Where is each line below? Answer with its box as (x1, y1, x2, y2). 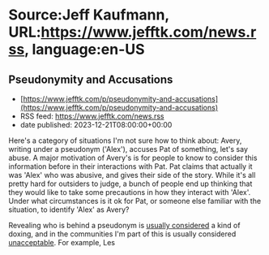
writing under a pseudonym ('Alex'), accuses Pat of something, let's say (8, 145, 249, 153)
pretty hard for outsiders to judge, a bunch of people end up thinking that (8, 179, 253, 188)
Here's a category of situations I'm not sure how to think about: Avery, (8, 136, 242, 145)
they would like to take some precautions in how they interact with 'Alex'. (8, 188, 251, 197)
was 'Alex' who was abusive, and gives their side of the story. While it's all (8, 171, 256, 179)
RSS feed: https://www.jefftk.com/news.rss (19, 111, 164, 121)
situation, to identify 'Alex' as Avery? (8, 205, 130, 214)
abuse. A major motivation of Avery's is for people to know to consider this (8, 153, 258, 162)
